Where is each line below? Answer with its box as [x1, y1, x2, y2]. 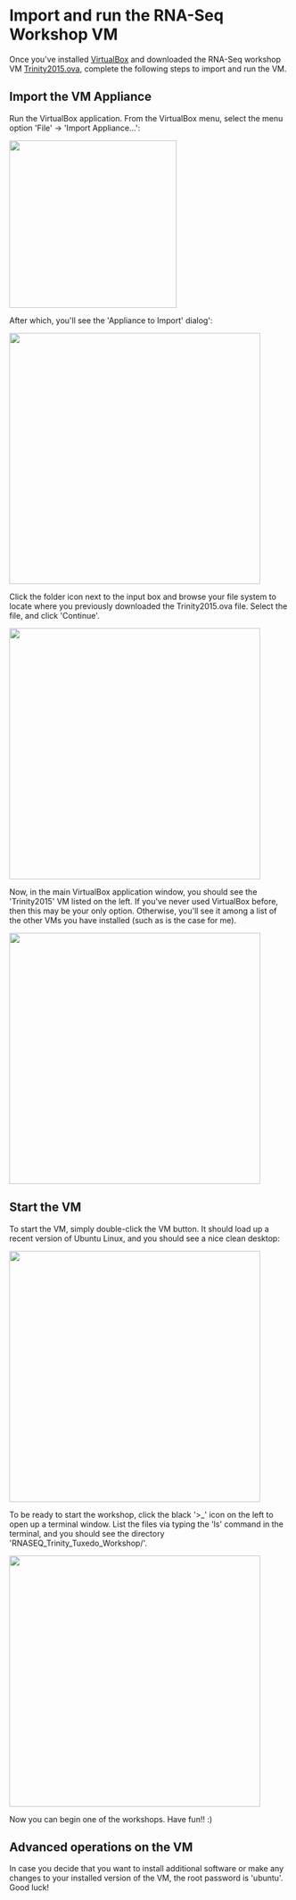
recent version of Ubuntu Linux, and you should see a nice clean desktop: [9, 1233, 281, 1244]
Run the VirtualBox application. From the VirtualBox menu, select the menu [9, 112, 284, 123]
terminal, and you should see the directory [9, 1528, 165, 1538]
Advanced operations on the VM [9, 1839, 193, 1854]
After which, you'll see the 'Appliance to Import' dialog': [9, 314, 213, 326]
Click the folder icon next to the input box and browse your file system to [9, 591, 276, 602]
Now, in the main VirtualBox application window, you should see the [9, 886, 258, 897]
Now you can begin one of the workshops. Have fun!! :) [9, 1813, 213, 1824]
